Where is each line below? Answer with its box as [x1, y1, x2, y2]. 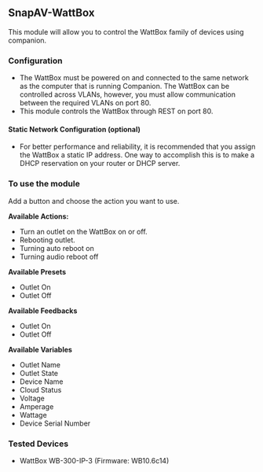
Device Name [19, 377, 64, 386]
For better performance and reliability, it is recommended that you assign [19, 142, 256, 152]
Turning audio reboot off [19, 252, 99, 261]
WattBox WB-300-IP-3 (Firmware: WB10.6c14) [19, 455, 170, 465]
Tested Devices [8, 438, 69, 449]
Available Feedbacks [8, 306, 78, 315]
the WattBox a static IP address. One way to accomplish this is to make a [19, 150, 255, 160]
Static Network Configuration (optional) [8, 124, 141, 134]
